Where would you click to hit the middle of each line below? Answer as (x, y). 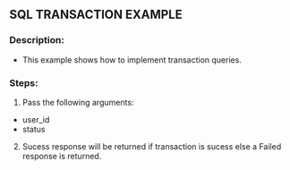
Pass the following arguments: (78, 102)
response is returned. (62, 156)
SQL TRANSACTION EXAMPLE (96, 15)
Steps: (24, 82)
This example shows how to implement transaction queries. (132, 59)
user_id (36, 119)
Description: (37, 40)
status (34, 129)
